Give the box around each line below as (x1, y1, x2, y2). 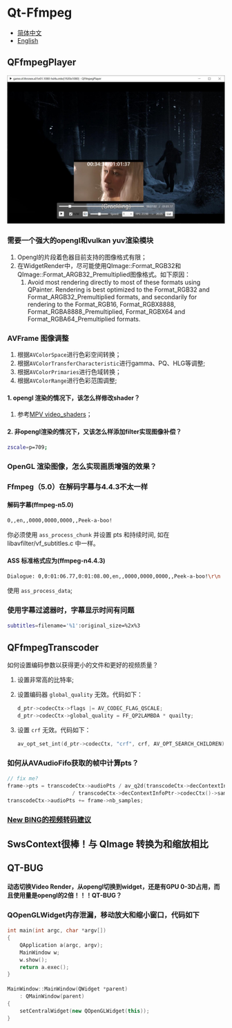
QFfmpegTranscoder (7, 641, 99, 653)
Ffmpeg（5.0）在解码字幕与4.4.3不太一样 (7, 482, 148, 492)
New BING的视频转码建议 (7, 815, 92, 824)
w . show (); (19, 956, 48, 964)
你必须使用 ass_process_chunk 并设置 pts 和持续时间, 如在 (7, 531, 170, 539)
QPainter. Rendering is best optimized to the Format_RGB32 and (27, 285, 210, 294)
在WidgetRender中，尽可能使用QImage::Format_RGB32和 (17, 261, 182, 269)
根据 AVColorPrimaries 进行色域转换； (17, 367, 122, 375)
